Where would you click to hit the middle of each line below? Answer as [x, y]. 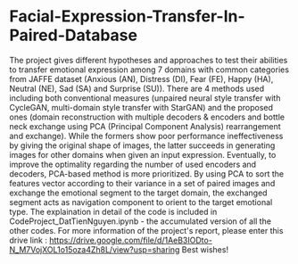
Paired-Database [74, 35]
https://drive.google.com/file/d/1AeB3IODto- [130, 240]
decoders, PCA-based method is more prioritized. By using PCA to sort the [147, 173]
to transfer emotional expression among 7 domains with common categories [149, 70]
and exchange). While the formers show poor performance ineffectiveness [146, 136]
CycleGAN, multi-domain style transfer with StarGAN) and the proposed [141, 107]
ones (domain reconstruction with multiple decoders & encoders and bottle [147, 117]
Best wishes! [205, 249]
